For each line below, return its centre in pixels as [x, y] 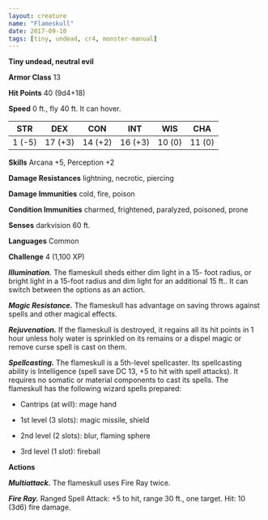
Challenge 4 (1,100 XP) [47, 257]
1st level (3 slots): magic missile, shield [85, 420]
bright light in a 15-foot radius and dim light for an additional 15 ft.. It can [128, 281]
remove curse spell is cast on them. [68, 347]
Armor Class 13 [34, 77]
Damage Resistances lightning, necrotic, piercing [91, 178]
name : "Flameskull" [41, 24]
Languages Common [44, 241]
